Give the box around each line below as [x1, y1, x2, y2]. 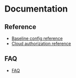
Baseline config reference [11, 35, 63, 41]
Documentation [4, 3, 68, 15]
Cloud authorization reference [11, 41, 71, 47]
